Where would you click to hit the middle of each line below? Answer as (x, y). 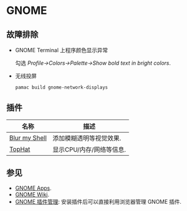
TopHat (20, 149)
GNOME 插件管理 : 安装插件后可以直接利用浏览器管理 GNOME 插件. (98, 201)
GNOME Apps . (33, 188)
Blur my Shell (28, 138)
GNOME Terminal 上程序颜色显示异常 (61, 50)
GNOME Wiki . (32, 194)
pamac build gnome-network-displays (61, 87)
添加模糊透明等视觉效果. (87, 138)
